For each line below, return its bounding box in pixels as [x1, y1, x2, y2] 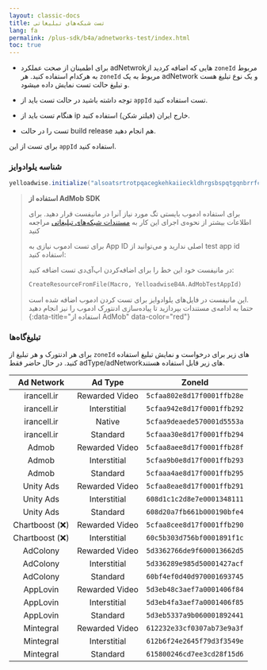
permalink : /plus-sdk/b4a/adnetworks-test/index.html [9, 33, 191, 42]
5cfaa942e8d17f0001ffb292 [146, 405, 244, 413]
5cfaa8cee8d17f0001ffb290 [146, 521, 244, 529]
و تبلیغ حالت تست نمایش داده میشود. [20, 80, 130, 90]
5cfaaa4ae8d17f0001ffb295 [146, 469, 244, 478]
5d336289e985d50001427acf [146, 560, 244, 568]
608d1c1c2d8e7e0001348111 [146, 494, 244, 504]
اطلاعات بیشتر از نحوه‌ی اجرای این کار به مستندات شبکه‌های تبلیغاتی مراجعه [28, 218, 252, 227]
